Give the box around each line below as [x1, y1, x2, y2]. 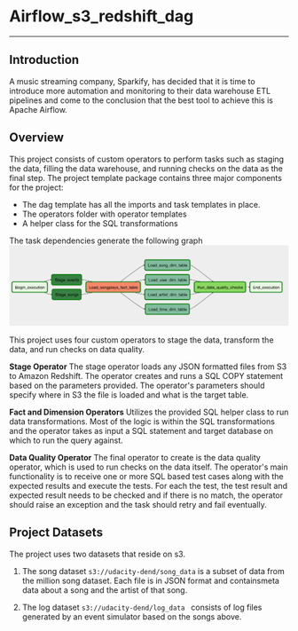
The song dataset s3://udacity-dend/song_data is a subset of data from [21, 565, 286, 576]
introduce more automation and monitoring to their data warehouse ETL [9, 85, 271, 96]
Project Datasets [9, 525, 104, 540]
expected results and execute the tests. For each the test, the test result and [9, 480, 288, 491]
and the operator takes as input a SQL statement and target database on [9, 425, 273, 436]
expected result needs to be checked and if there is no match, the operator [9, 490, 284, 501]
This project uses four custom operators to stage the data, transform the [9, 335, 274, 345]
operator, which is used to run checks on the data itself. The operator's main [9, 461, 288, 472]
